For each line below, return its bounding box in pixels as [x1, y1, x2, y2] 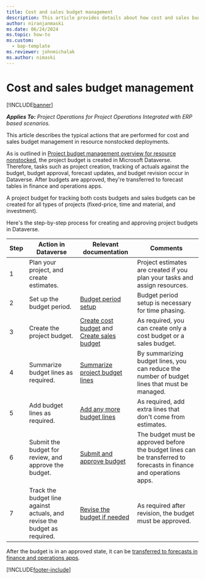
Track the [29, 486, 57, 495]
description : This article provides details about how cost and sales [6, 15, 190, 21]
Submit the [29, 438, 60, 446]
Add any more [80, 405, 121, 413]
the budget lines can [137, 445, 196, 454]
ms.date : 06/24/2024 [6, 26, 59, 32]
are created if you [137, 266, 188, 274]
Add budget [29, 401, 63, 409]
